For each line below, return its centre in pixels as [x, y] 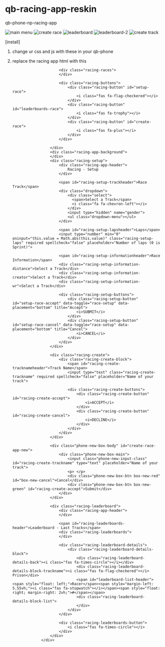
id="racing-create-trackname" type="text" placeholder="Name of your [85, 463]
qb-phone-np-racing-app [31, 23]
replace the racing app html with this [49, 61]
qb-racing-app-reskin [51, 9]
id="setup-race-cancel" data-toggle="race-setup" [64, 325]
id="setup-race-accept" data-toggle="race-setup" [64, 303]
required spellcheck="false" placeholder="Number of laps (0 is [93, 243]
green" [19, 489]
